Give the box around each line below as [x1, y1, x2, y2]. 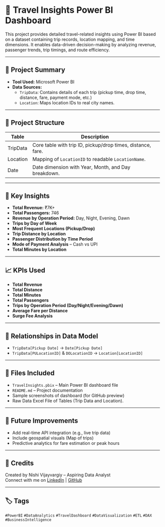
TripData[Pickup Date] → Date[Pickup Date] [12, 345, 103, 351]
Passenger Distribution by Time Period [12, 236, 93, 242]
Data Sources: [12, 84, 42, 90]
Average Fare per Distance [12, 308, 68, 314]
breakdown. [32, 170, 60, 177]
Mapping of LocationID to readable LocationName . [32, 155, 146, 162]
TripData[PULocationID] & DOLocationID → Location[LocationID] [12, 350, 143, 356]
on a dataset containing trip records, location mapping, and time [5, 36, 135, 42]
